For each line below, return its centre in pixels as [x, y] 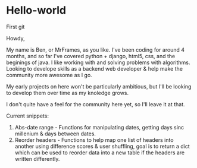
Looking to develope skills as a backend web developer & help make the [95, 68]
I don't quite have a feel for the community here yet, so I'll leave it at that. [96, 104]
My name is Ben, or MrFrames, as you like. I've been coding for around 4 [96, 50]
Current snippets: [28, 116]
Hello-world [36, 10]
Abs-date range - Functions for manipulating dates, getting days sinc [99, 127]
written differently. [37, 159]
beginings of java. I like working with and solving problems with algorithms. [98, 62]
